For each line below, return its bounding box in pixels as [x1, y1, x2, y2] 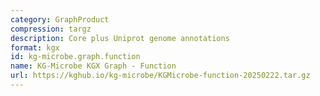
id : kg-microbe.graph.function [10, 52, 141, 62]
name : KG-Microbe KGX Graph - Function [10, 61, 177, 71]
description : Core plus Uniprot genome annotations [10, 33, 230, 43]
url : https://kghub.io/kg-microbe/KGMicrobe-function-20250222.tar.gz [10, 71, 311, 81]
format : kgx [10, 42, 60, 53]
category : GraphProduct [10, 14, 110, 25]
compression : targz [10, 24, 92, 34]
